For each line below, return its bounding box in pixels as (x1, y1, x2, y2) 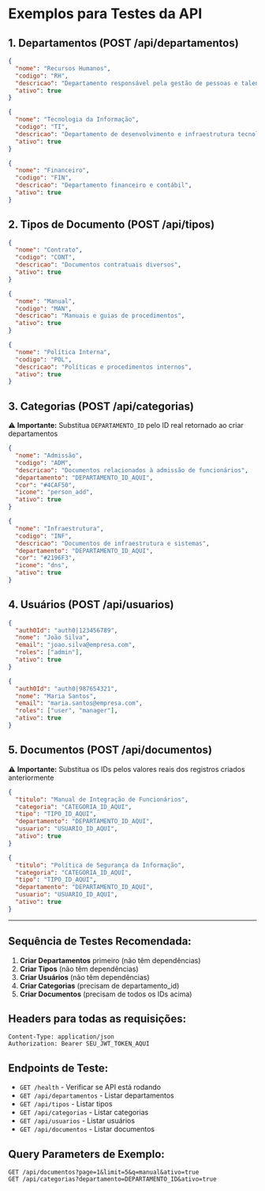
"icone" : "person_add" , (15, 488, 93, 497)
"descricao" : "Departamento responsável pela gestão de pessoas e (15, 79, 238, 87)
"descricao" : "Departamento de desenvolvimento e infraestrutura (15, 130, 235, 138)
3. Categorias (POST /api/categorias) (8, 399, 195, 413)
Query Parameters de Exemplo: (8, 1148, 166, 1161)
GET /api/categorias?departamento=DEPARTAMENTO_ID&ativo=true (8, 1175, 217, 1183)
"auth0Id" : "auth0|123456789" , (15, 626, 118, 634)
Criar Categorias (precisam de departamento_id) (19, 981, 180, 990)
